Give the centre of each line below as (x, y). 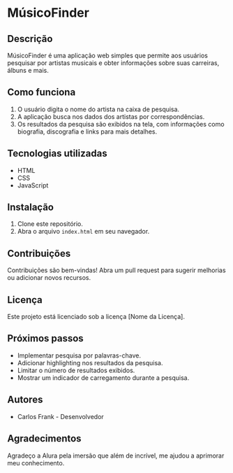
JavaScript (33, 185)
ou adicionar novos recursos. (49, 278)
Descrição (30, 39)
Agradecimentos (44, 439)
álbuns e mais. (28, 70)
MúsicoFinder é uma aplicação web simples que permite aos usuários (107, 55)
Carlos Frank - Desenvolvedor (61, 416)
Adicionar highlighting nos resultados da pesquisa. (90, 362)
